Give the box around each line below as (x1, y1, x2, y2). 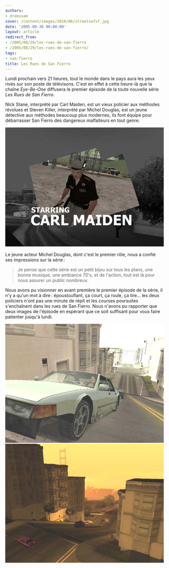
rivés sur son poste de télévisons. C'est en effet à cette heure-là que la (5, 81, 152, 87)
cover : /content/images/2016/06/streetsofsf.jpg (5, 19, 109, 24)
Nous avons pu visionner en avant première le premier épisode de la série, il (5, 287, 163, 293)
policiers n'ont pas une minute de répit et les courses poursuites (5, 298, 138, 304)
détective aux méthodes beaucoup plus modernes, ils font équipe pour (5, 112, 152, 118)
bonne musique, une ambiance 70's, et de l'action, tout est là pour (17, 272, 155, 278)
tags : (5, 50, 17, 55)
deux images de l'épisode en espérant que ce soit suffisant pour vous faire (5, 309, 160, 315)
